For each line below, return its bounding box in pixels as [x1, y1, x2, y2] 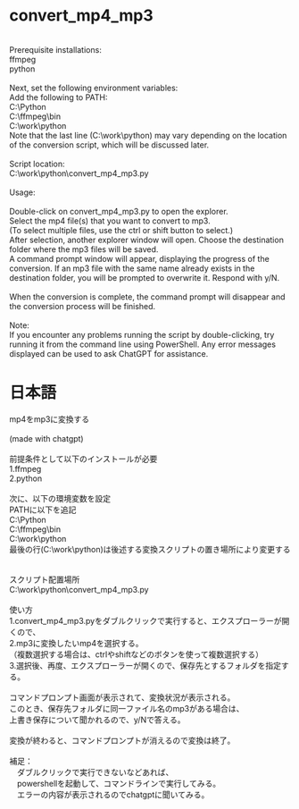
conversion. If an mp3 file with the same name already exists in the [9, 263, 255, 274]
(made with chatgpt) [9, 433, 84, 443]
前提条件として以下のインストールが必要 [9, 453, 158, 464]
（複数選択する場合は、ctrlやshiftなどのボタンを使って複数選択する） [9, 649, 264, 660]
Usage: [9, 187, 36, 198]
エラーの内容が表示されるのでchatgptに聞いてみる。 [16, 788, 210, 800]
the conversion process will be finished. [9, 300, 156, 311]
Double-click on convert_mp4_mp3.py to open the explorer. [9, 206, 229, 216]
